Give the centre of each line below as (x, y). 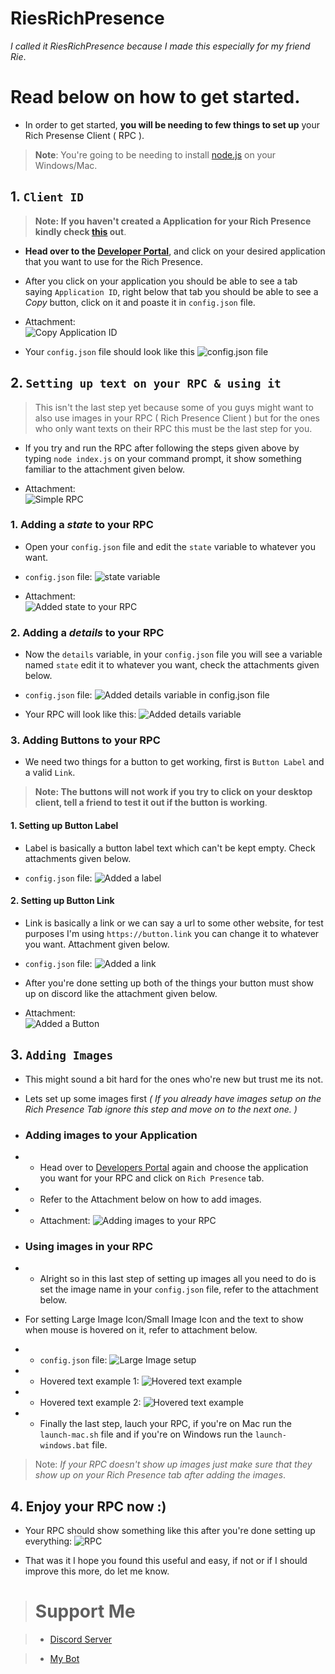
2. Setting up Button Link (62, 901)
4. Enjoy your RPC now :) (88, 1506)
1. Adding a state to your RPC (82, 525)
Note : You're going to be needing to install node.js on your (155, 154)
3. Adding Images (62, 1055)
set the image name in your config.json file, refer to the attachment (179, 1289)
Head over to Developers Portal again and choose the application (174, 1167)
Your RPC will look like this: (80, 714)
